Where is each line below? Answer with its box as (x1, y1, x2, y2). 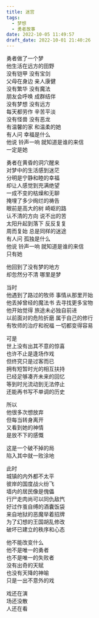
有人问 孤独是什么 (6, 235, 50, 242)
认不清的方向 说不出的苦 (6, 212, 67, 219)
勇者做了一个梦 (6, 55, 44, 61)
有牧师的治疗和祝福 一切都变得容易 (6, 322, 93, 329)
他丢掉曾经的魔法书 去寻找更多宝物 (6, 299, 93, 306)
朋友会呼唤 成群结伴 (6, 93, 56, 100)
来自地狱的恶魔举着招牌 (6, 511, 65, 518)
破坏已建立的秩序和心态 (6, 526, 65, 533)
